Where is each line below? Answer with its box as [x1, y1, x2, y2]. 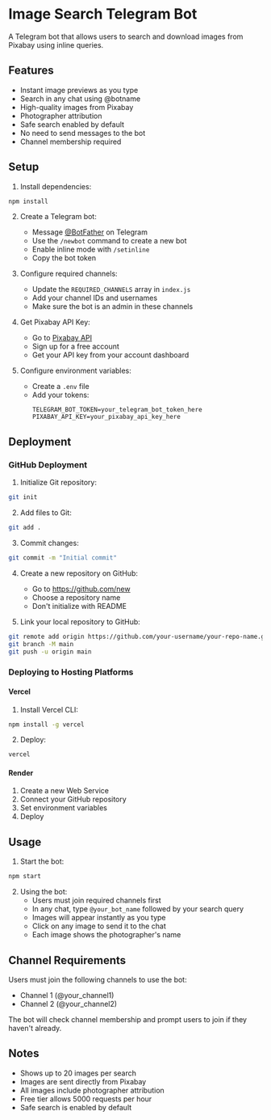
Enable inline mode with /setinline [31, 244, 150, 255]
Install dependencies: [19, 181, 92, 191]
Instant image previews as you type [19, 85, 139, 95]
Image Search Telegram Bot [8, 5, 198, 23]
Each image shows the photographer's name [31, 930, 181, 940]
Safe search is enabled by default [19, 1102, 132, 1112]
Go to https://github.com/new [31, 584, 131, 594]
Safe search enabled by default [19, 119, 125, 129]
